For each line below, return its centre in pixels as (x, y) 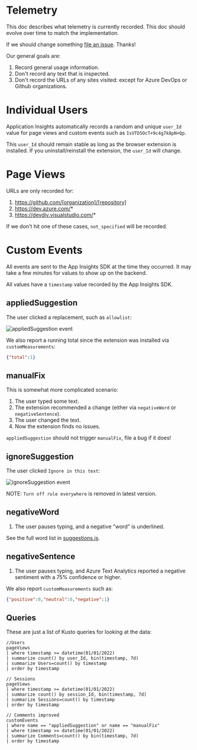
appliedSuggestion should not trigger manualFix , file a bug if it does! (89, 438)
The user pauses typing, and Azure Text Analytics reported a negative (100, 571)
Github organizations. (41, 86)
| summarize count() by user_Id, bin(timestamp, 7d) (72, 658)
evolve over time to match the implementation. (63, 33)
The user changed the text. (48, 420)
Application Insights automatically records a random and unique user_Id (94, 126)
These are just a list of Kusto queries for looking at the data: (79, 632)
